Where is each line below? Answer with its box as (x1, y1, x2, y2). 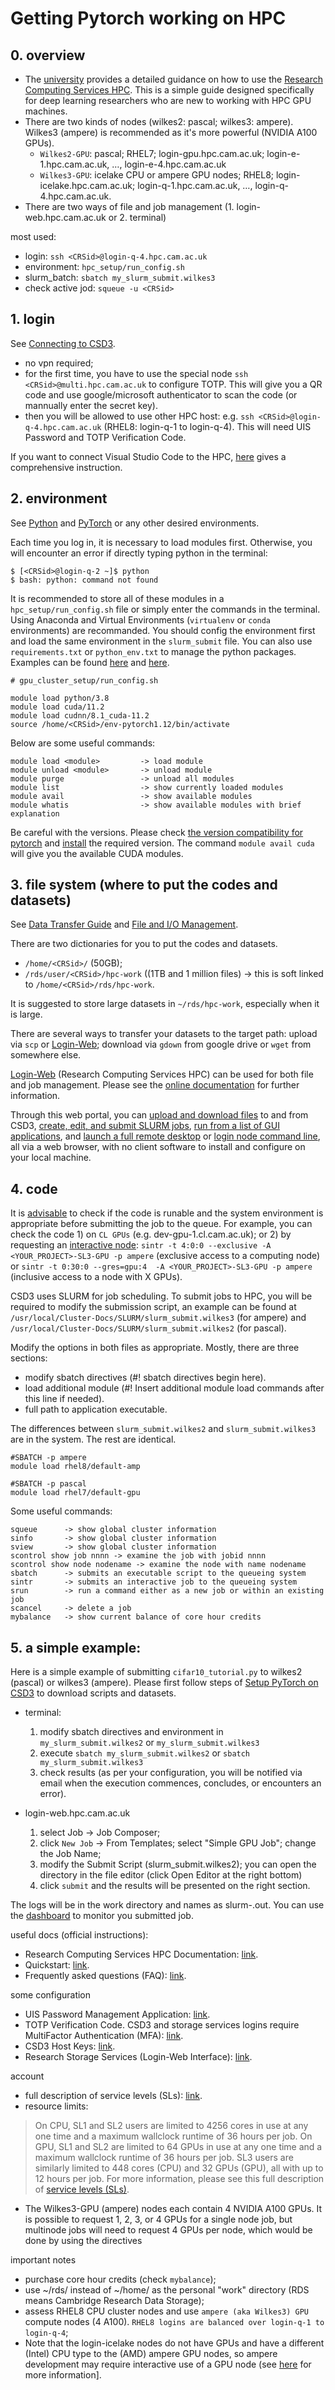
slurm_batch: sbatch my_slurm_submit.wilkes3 (24, 272, 216, 283)
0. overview (10, 47, 86, 64)
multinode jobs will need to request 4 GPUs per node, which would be (24, 2224, 313, 2236)
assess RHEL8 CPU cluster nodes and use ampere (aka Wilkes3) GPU (24, 2305, 310, 2317)
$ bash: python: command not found (10, 575, 159, 585)
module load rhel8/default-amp (10, 1462, 141, 1472)
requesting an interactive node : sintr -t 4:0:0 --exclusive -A (10, 1239, 272, 1251)
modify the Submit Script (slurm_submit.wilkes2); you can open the (39, 1858, 317, 1871)
